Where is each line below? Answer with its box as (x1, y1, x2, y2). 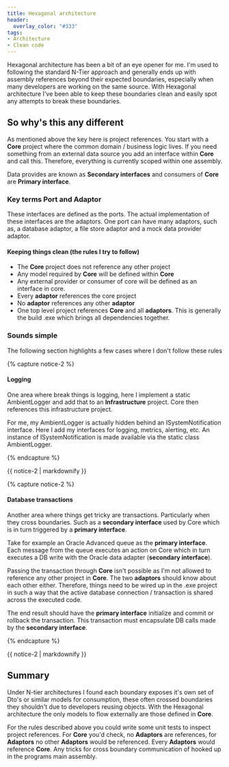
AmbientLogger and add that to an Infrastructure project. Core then (7, 398, 199, 406)
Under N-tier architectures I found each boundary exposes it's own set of (7, 688, 214, 696)
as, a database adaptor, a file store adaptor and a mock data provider (7, 225, 202, 233)
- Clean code (7, 42, 44, 49)
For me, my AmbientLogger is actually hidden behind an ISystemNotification (7, 418, 221, 427)
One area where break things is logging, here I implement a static (7, 390, 191, 399)
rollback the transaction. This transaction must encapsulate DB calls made (7, 616, 217, 625)
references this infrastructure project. (7, 405, 113, 413)
